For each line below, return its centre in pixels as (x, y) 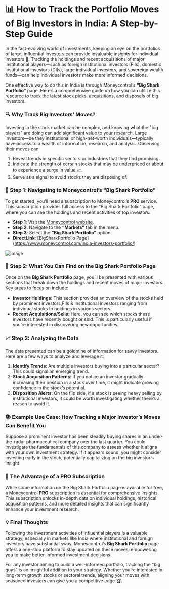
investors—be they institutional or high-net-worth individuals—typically (79, 138)
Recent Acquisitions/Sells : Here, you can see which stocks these (81, 314)
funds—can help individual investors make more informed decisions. (77, 75)
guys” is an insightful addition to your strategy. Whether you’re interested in (84, 570)
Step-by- (139, 24)
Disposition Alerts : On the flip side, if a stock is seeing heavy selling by (87, 393)
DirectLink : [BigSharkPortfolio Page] (51, 238)
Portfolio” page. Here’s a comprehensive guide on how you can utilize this (83, 90)
